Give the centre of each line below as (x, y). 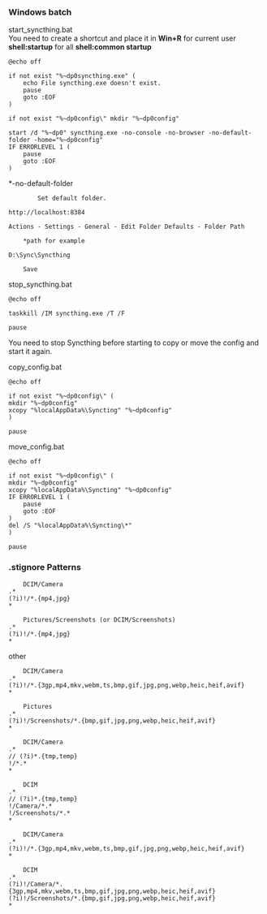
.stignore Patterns (45, 567)
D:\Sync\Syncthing (39, 255)
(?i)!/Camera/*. (36, 884)
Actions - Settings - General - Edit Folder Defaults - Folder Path (127, 227)
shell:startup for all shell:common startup (80, 47)
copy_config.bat (35, 367)
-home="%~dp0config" (69, 140)
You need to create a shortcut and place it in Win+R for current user (123, 38)
